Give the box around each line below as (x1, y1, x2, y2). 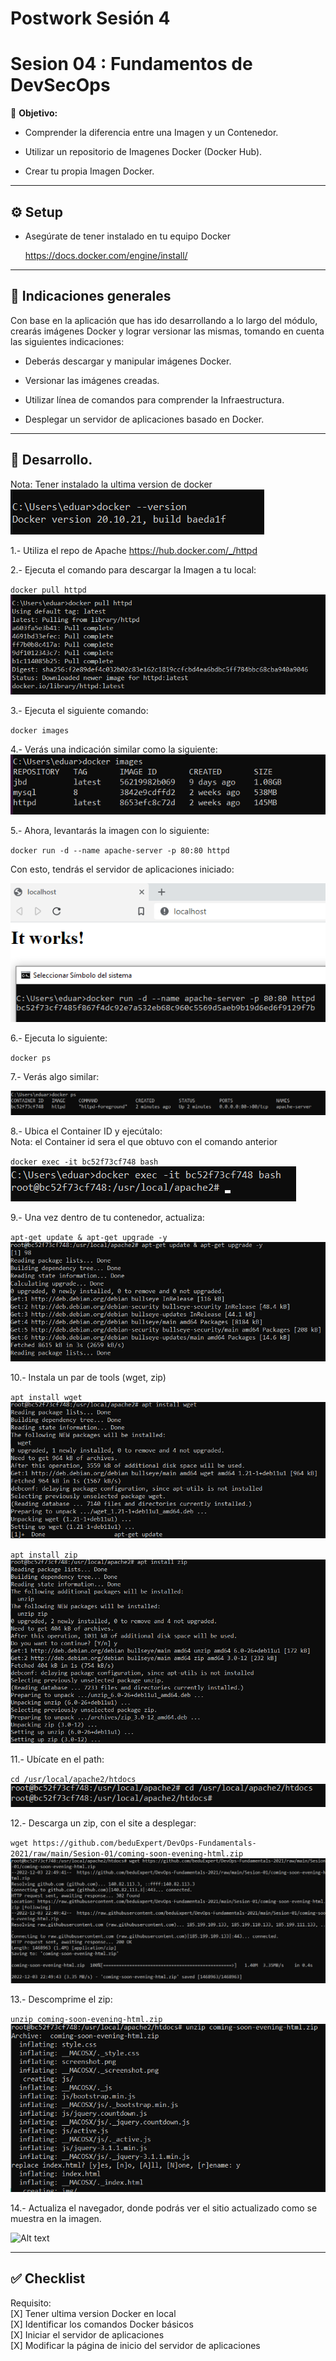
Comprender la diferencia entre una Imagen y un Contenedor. (24, 127, 279, 139)
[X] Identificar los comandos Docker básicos (10, 2318, 194, 2330)
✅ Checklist (10, 2270, 86, 2287)
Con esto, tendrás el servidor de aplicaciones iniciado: (10, 863, 235, 876)
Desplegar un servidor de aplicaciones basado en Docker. (24, 413, 265, 425)
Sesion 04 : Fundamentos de (10, 53, 253, 76)
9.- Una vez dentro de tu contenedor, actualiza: (10, 1212, 205, 1224)
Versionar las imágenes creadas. (24, 374, 160, 386)
